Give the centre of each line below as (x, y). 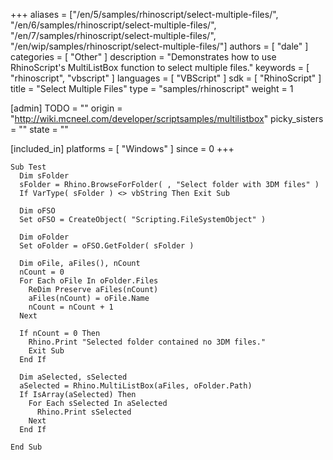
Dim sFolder (44, 176)
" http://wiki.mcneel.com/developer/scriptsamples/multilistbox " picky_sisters (167, 118)
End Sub (26, 447)
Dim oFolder (44, 237)
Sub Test (28, 167)
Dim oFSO (37, 211)
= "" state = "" (39, 129)
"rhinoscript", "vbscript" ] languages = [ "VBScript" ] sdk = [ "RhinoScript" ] (166, 78)
